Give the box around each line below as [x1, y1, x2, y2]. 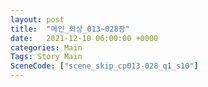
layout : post [10, 14, 65, 25]
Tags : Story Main [10, 52, 83, 62]
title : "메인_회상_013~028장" [10, 24, 130, 34]
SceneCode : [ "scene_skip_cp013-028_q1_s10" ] [10, 61, 199, 71]
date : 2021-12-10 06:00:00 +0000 [10, 33, 159, 43]
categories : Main [10, 42, 83, 53]
